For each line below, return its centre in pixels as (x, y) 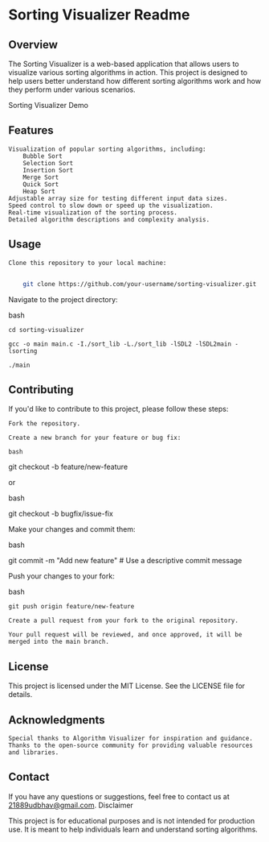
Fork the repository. (45, 424)
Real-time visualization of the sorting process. (93, 212)
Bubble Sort (43, 156)
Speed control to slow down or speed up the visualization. (111, 205)
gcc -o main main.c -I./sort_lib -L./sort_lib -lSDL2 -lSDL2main (120, 344)
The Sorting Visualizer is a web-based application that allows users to (124, 64)
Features (31, 131)
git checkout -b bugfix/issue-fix (61, 514)
